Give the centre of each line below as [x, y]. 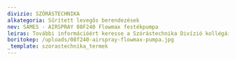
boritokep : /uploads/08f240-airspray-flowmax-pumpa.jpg [91, 40]
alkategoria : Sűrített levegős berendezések [73, 20]
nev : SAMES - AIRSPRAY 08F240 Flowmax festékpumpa [83, 27]
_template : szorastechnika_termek [58, 46]
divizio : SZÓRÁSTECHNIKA [44, 14]
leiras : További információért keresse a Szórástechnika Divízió [105, 33]
